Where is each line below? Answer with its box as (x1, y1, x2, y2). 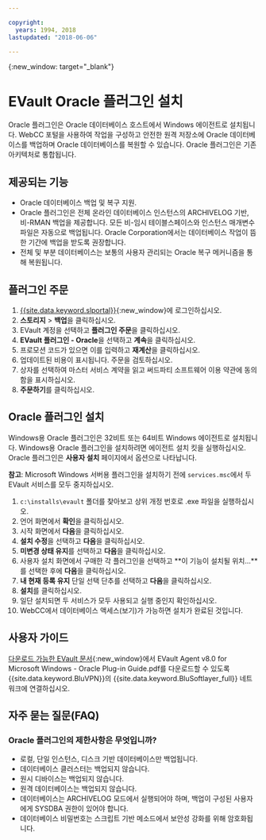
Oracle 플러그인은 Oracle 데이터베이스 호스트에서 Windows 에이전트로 (8, 120, 228, 129)
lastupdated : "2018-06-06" (8, 33, 98, 41)
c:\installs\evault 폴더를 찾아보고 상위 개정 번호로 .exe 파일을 (19, 496, 221, 506)
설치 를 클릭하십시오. (19, 585, 82, 595)
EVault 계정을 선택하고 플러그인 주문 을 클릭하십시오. (19, 325, 181, 334)
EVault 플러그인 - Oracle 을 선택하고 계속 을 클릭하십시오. (19, 335, 196, 345)
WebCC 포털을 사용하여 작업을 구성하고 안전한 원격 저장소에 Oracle (18, 130, 229, 140)
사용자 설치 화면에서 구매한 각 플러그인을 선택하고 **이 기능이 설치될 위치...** (19, 556, 258, 565)
